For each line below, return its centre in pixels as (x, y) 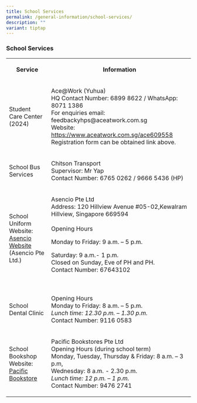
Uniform (20, 223)
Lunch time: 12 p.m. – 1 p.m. (90, 378)
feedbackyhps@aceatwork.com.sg (99, 120)
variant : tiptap (26, 28)
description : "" (26, 22)
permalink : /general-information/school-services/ (69, 17)
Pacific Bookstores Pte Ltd (87, 341)
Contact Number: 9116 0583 (91, 320)
